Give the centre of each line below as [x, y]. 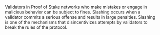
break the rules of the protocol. [36, 27]
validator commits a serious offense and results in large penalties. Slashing [80, 17]
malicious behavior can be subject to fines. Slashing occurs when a [73, 12]
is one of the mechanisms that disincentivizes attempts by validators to [76, 22]
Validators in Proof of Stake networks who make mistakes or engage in [76, 7]
